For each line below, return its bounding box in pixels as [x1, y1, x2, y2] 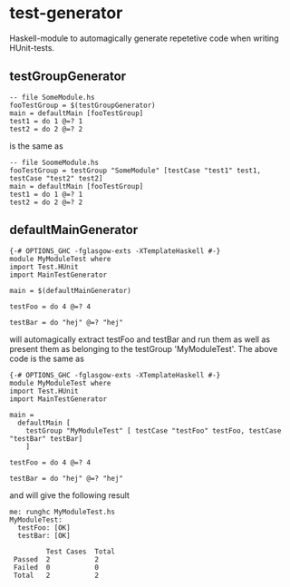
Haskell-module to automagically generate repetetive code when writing [9, 33, 279, 44]
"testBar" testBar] [9, 434, 83, 443]
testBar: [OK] [17, 531, 71, 540]
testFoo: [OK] [17, 523, 71, 533]
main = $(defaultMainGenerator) [9, 286, 131, 295]
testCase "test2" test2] [9, 173, 103, 183]
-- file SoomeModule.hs [9, 158, 100, 167]
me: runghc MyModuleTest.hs [9, 507, 116, 516]
